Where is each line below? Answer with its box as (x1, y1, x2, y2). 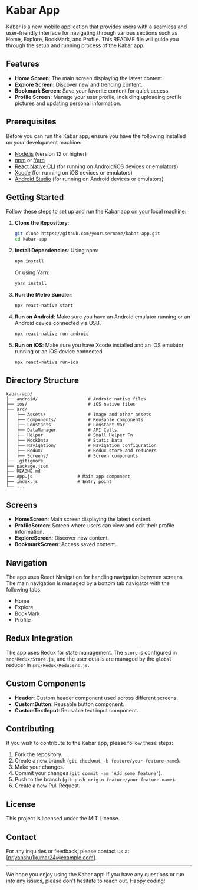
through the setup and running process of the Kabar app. (6, 42, 145, 49)
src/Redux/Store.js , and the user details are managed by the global (6, 655, 172, 662)
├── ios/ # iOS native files (6, 402, 136, 408)
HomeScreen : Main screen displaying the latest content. (14, 515, 152, 523)
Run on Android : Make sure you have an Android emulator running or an (14, 313, 190, 320)
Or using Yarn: (14, 269, 50, 276)
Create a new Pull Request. (14, 782, 81, 789)
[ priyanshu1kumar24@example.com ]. (6, 854, 97, 861)
